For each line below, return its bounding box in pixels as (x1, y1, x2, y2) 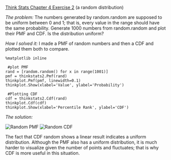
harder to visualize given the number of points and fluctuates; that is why (5, 145, 159, 150)
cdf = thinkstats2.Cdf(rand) (5, 96, 67, 101)
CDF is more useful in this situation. (5, 150, 80, 156)
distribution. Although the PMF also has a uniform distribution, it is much (5, 139, 157, 145)
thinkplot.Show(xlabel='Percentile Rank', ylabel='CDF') (5, 105, 129, 110)
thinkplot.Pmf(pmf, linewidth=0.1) (5, 78, 81, 83)
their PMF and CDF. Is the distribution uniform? (5, 31, 104, 36)
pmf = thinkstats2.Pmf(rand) (5, 74, 67, 79)
